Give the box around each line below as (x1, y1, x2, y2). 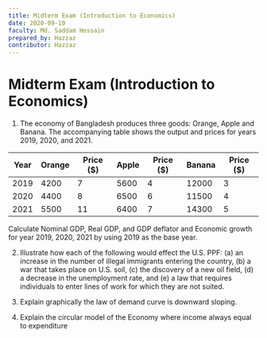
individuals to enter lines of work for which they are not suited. (19, 282, 225, 291)
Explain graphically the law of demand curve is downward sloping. (19, 297, 238, 307)
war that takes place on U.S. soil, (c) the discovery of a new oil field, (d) (19, 265, 254, 274)
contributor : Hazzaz (8, 41, 77, 49)
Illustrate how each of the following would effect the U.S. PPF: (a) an (19, 248, 244, 258)
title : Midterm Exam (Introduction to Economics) (8, 11, 176, 20)
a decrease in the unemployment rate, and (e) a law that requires (19, 274, 232, 283)
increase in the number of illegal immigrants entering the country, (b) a (19, 256, 252, 266)
